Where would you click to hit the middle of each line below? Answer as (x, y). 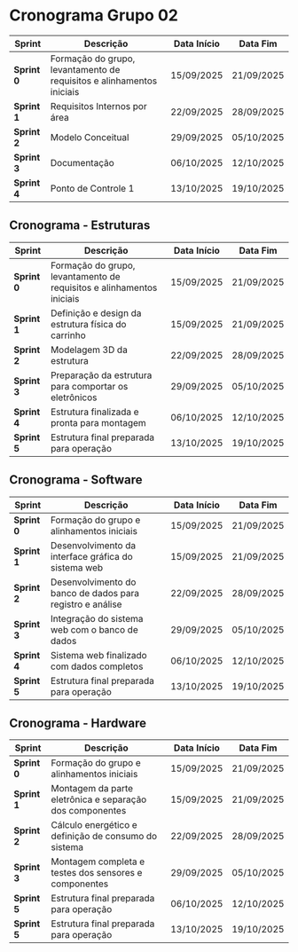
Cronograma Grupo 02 (94, 16)
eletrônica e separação (99, 799)
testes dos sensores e (97, 873)
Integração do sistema (97, 618)
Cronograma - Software (76, 480)
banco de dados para (95, 593)
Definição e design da (96, 313)
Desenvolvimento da (93, 545)
